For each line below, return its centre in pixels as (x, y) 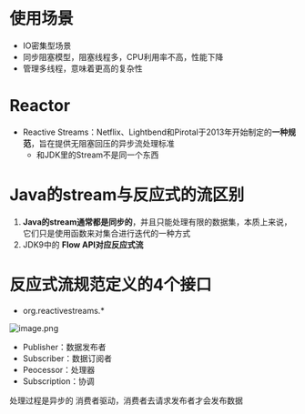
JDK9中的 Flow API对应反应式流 (83, 244)
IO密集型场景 (47, 45)
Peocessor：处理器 (59, 369)
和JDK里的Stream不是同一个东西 (97, 155)
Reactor (40, 106)
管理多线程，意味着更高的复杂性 (82, 68)
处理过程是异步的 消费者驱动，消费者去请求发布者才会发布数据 (126, 400)
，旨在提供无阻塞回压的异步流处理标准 (102, 143)
